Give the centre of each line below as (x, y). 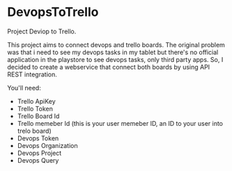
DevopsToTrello (53, 12)
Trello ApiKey (36, 101)
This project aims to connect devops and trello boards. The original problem (116, 44)
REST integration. (32, 74)
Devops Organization (47, 145)
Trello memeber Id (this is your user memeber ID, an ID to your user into (120, 123)
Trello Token (35, 108)
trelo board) (34, 131)
